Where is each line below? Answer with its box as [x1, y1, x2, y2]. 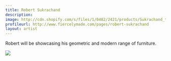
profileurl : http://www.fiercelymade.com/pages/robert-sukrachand [5, 21, 149, 27]
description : [5, 12, 33, 17]
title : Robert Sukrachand [5, 7, 60, 13]
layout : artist [5, 26, 38, 32]
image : [5, 17, 19, 22]
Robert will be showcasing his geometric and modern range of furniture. [5, 40, 157, 46]
